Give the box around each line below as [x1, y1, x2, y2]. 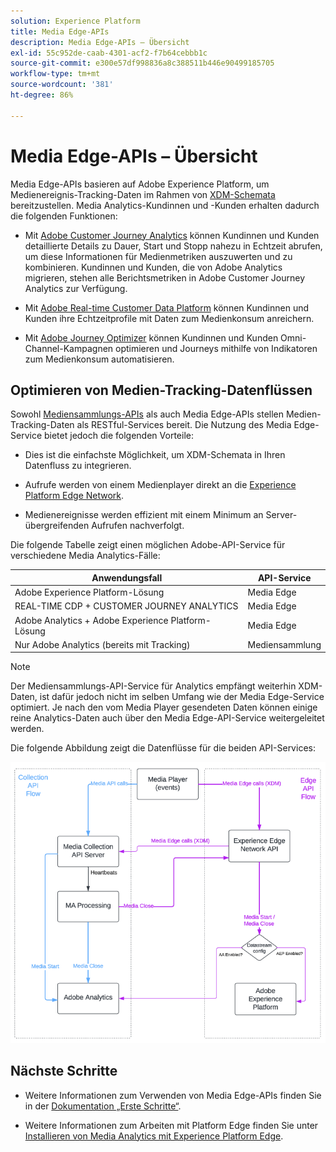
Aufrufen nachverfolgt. [91, 520, 185, 532]
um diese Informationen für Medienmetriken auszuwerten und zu [24, 250, 293, 262]
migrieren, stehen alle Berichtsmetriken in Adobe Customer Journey [24, 271, 306, 284]
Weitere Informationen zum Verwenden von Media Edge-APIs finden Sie [24, 1089, 322, 1101]
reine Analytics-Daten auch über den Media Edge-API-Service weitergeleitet [10, 712, 325, 724]
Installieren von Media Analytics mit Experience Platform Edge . [24, 1130, 284, 1142]
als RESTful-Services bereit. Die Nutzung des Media [76, 419, 292, 431]
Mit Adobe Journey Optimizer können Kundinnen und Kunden [24, 331, 279, 344]
